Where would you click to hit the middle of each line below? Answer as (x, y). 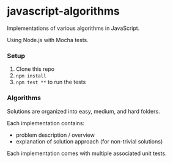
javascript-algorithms (63, 11)
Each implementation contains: (46, 123)
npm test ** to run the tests (51, 82)
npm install (31, 76)
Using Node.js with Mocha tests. (48, 40)
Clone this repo (35, 69)
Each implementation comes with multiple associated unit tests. (87, 153)
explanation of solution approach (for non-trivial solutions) (89, 141)
